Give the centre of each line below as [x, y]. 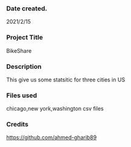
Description [24, 66]
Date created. [27, 9]
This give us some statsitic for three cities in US [66, 80]
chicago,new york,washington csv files [55, 109]
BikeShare [19, 50]
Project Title [25, 38]
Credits [17, 125]
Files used [22, 95]
